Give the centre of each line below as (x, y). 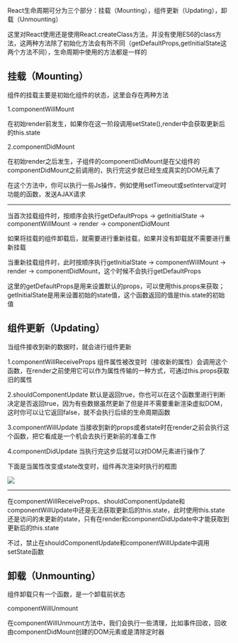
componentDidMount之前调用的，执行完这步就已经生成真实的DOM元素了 (114, 170)
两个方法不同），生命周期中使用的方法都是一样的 (77, 52)
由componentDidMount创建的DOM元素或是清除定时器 (86, 632)
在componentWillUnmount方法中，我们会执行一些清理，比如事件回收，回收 (117, 623)
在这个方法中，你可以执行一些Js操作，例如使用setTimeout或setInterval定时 (117, 185)
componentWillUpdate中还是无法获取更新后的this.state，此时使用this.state (116, 510)
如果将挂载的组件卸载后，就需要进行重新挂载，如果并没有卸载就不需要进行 (116, 238)
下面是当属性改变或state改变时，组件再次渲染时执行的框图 (92, 466)
